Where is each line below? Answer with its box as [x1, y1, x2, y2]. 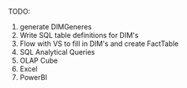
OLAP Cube [19, 55, 58, 65]
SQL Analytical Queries [19, 48, 95, 56]
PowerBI [19, 73, 47, 82]
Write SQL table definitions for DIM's [19, 31, 139, 40]
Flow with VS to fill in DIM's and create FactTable [19, 39, 179, 48]
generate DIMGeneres [19, 22, 92, 31]
